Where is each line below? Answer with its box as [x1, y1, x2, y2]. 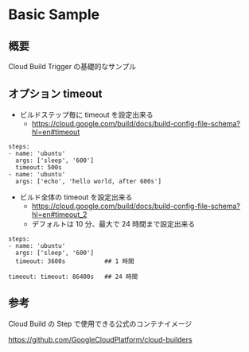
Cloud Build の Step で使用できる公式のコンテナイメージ [8, 319, 193, 328]
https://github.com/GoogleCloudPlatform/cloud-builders [8, 335, 193, 344]
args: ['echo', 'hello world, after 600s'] [15, 177, 161, 185]
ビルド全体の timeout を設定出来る [19, 192, 133, 202]
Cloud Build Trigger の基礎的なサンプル [8, 62, 137, 71]
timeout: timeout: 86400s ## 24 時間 [8, 273, 138, 280]
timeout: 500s [15, 163, 62, 172]
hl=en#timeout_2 [31, 209, 88, 219]
